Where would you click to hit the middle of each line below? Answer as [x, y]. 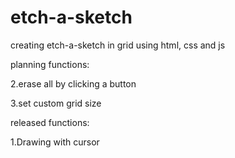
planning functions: [50, 64]
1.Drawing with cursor [55, 142]
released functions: [50, 122]
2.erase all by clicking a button [73, 83]
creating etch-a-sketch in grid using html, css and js [118, 45]
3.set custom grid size [56, 103]
